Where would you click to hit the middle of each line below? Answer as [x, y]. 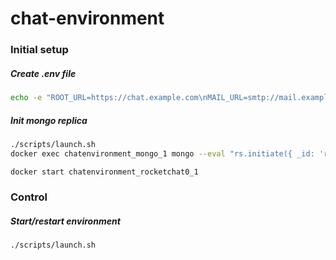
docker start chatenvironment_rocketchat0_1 [104, 172]
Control [29, 197]
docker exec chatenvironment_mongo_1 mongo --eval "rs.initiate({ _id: [162, 153]
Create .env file [43, 73]
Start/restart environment [65, 221]
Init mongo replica [49, 120]
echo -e [26, 98]
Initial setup [39, 50]
